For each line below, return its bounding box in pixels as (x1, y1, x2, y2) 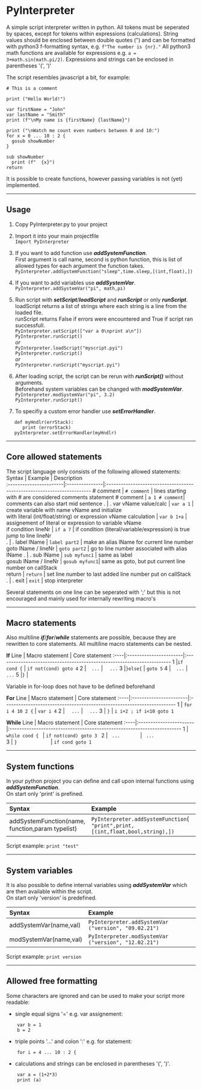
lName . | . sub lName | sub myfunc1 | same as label (6, 551, 133, 558)
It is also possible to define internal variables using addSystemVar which (6, 882, 188, 888)
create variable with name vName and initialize (6, 506, 122, 513)
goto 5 (146, 666, 164, 672)
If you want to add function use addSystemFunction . (14, 249, 147, 256)
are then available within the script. (6, 888, 93, 895)
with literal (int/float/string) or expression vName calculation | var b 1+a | (6, 513, 188, 520)
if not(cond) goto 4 (26, 666, 79, 672)
